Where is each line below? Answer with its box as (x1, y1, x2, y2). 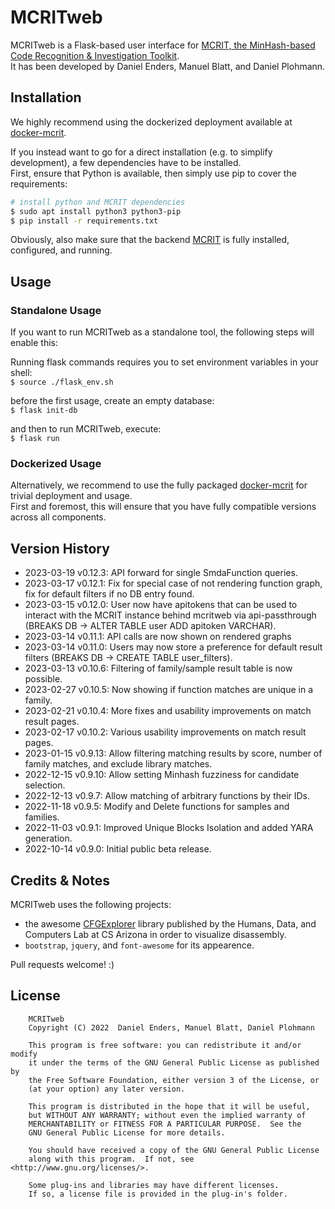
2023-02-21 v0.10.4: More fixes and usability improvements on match (24, 705, 312, 717)
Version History (10, 540, 110, 557)
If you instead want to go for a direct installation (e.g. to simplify (10, 146, 273, 158)
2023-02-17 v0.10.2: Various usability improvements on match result (24, 726, 307, 738)
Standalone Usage (10, 303, 102, 317)
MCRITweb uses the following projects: (10, 898, 172, 910)
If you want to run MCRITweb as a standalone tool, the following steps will (10, 326, 315, 338)
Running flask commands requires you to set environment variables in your (10, 356, 319, 368)
